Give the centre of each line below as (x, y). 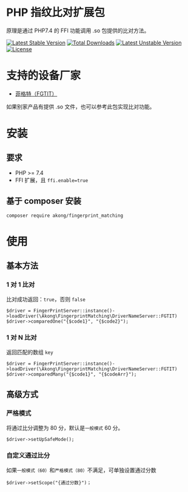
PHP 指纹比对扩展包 (55, 12)
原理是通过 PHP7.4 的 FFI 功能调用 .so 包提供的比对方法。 (78, 30)
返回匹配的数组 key (30, 352)
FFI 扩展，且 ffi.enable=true (52, 180)
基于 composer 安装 (44, 201)
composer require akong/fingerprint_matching (65, 216)
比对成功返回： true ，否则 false (46, 299)
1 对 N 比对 (22, 337)
